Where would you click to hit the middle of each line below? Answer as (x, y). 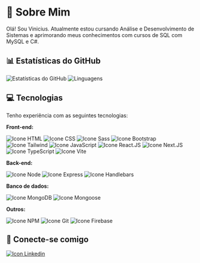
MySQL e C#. (23, 41)
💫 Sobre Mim (38, 12)
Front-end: (20, 127)
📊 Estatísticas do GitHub (53, 61)
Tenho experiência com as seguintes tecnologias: (67, 115)
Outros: (16, 209)
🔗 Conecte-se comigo (47, 239)
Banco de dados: (27, 186)
